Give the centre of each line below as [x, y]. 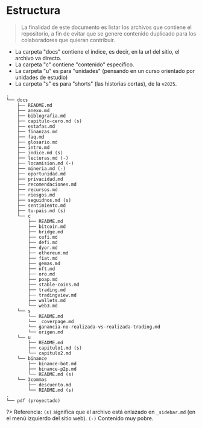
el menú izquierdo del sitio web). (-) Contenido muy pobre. [80, 418]
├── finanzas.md [38, 131]
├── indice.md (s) [40, 153]
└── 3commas [32, 379]
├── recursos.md [38, 190]
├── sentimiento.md [42, 206]
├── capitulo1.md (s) [55, 348]
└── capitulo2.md [49, 353]
